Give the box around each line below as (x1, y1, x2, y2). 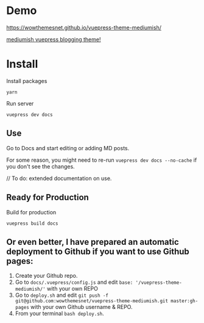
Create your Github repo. (15, 272, 78, 280)
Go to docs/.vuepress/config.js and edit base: (15, 278, 133, 286)
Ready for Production (6, 192, 90, 203)
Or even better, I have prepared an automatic (6, 236, 180, 247)
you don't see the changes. (6, 162, 75, 170)
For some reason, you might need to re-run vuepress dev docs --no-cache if (6, 156, 197, 164)
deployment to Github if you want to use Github (6, 246, 190, 256)
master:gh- (170, 298, 199, 304)
